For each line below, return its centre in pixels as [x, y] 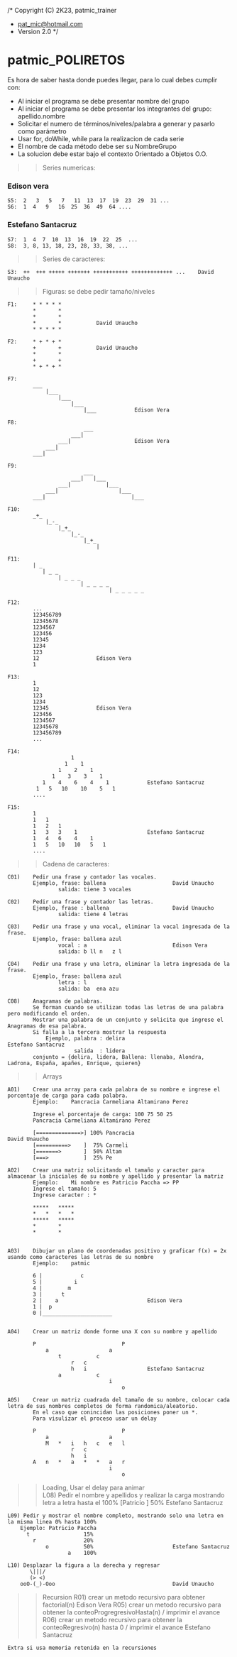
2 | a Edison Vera [108, 1300]
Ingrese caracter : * [65, 1195]
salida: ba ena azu [88, 989]
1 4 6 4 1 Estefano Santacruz [123, 782]
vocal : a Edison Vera [133, 945]
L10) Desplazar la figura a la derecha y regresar [84, 1565]
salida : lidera [100, 1051]
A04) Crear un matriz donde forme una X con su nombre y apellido [112, 1331]
